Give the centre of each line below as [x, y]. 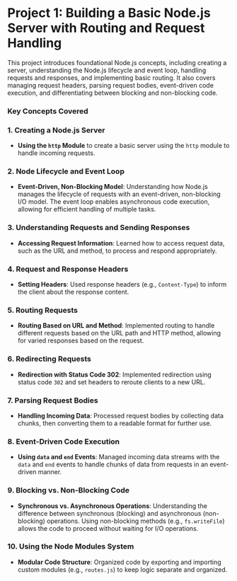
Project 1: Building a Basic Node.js [109, 13]
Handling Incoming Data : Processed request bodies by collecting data [121, 415]
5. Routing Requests [42, 310]
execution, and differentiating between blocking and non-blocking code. [112, 93]
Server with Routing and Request [106, 28]
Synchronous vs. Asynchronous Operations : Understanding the [112, 506]
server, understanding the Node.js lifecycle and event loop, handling [107, 70]
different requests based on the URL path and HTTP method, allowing [119, 333]
